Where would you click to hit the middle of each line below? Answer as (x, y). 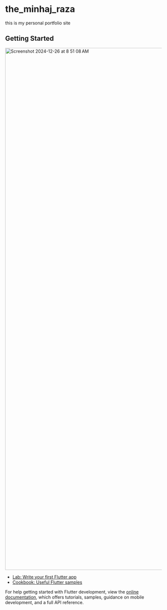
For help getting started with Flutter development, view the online (72, 592)
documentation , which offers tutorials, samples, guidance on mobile (75, 597)
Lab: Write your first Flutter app (44, 577)
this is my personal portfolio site (38, 23)
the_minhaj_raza (40, 9)
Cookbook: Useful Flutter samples (47, 582)
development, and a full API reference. (44, 602)
